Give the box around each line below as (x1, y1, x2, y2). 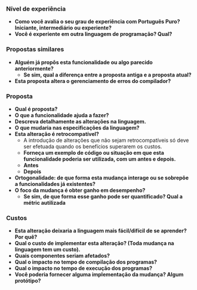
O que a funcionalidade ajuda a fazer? (14, 111, 109, 119)
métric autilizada (23, 199, 66, 206)
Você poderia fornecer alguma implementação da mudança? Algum (14, 271, 184, 278)
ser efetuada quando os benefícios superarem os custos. (23, 143, 162, 150)
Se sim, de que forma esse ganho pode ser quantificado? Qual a (23, 193, 183, 200)
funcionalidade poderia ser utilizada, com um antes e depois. (23, 155, 176, 162)
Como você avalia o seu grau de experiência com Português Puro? (14, 18, 181, 25)
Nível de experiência (6, 5, 66, 13)
